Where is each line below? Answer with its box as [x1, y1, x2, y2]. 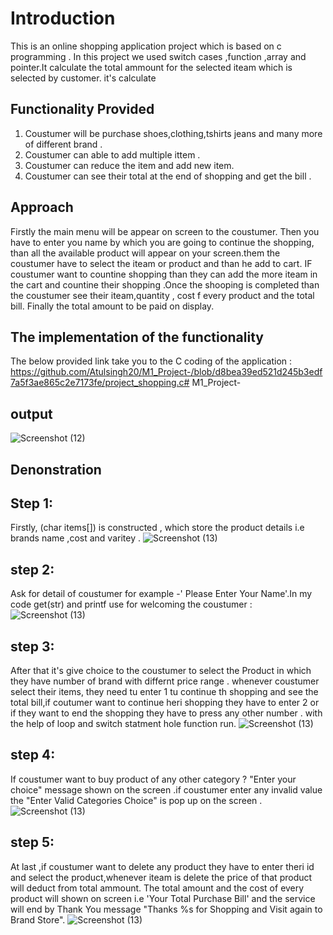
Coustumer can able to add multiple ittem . [24, 148, 201, 161]
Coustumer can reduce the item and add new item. [24, 159, 235, 171]
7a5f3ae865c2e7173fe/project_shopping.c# [10, 377, 190, 389]
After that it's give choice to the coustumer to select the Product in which [10, 665, 312, 677]
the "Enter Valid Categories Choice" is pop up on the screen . [10, 794, 263, 806]
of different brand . [24, 138, 103, 150]
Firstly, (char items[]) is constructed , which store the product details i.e [10, 522, 305, 534]
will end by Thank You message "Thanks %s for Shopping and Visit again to [10, 903, 323, 915]
